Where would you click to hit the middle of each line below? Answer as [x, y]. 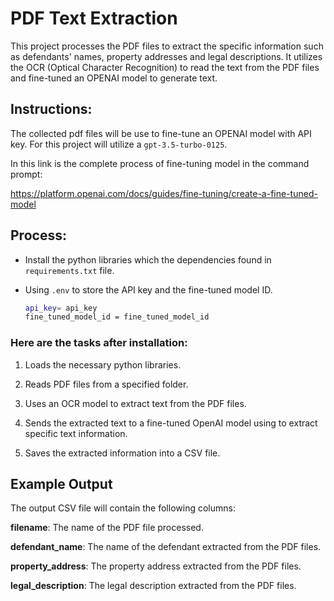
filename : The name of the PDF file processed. [107, 528]
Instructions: [51, 109]
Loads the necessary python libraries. [103, 364]
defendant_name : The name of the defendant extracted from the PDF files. [166, 547]
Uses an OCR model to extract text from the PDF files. [135, 403]
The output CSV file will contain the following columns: [123, 508]
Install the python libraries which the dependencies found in [148, 259]
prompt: [26, 174]
